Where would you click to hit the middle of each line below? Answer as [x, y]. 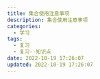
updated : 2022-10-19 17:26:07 [50, 65]
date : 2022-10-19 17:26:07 [46, 58]
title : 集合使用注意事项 [38, 13]
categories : [24, 26]
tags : [15, 39]
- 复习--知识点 [32, 52]
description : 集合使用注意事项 [48, 20]
